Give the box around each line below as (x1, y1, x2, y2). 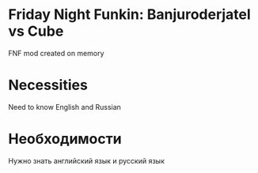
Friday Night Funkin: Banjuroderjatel (8, 6, 251, 24)
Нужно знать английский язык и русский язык (8, 156, 165, 165)
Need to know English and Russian (8, 102, 121, 111)
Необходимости (8, 130, 122, 148)
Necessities (8, 77, 89, 94)
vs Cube (8, 22, 64, 40)
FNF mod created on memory (8, 48, 104, 58)
